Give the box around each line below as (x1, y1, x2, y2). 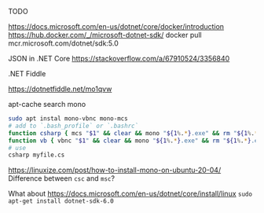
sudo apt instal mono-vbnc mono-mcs (8, 115, 128, 123)
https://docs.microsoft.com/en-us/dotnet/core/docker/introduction (8, 22, 225, 31)
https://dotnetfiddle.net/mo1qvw (8, 84, 112, 94)
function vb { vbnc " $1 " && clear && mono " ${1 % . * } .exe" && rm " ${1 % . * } (8, 137, 251, 145)
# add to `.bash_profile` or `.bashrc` (8, 122, 139, 130)
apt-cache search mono (8, 100, 86, 108)
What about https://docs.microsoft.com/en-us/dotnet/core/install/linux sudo (8, 189, 253, 199)
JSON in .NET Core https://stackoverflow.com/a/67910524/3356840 (8, 54, 230, 63)
